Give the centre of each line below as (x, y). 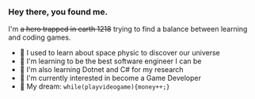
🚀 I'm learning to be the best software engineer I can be (110, 61)
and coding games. (40, 37)
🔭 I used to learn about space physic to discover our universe (120, 53)
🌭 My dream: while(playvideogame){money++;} (95, 86)
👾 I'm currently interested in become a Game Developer (110, 78)
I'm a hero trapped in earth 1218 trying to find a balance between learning (128, 29)
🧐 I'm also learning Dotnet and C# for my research (101, 70)
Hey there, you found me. (58, 12)
